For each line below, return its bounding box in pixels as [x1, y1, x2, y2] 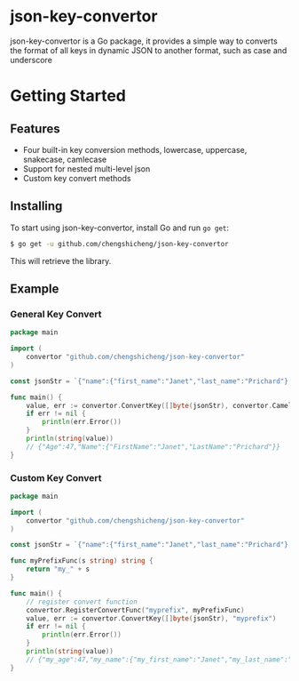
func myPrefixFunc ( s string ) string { [10, 557, 153, 565]
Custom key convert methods [22, 172, 131, 183]
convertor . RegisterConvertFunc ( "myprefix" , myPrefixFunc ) [26, 605, 245, 614]
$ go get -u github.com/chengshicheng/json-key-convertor [10, 239, 229, 248]
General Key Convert [10, 308, 102, 320]
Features [10, 121, 60, 136]
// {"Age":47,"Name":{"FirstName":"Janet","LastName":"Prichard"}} [26, 442, 280, 451]
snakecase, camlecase [22, 154, 107, 164]
